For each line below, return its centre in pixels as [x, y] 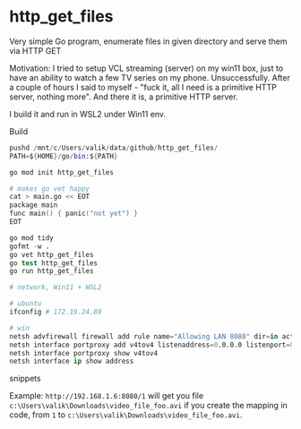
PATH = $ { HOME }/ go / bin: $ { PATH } [64, 156]
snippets [26, 379]
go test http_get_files [54, 263]
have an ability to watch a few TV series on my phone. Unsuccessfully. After [150, 77]
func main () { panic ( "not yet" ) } [74, 214]
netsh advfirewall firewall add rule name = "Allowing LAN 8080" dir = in [144, 336]
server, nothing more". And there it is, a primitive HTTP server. [124, 97]
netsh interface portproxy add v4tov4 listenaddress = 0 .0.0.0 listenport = [150, 345]
